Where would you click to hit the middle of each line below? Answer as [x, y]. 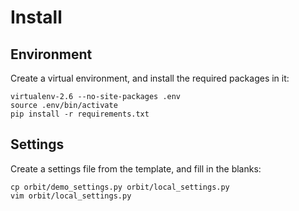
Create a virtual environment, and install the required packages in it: [150, 78]
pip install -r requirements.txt [80, 114]
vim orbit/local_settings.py [71, 196]
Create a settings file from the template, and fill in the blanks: [136, 168]
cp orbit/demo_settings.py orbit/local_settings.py [120, 187]
